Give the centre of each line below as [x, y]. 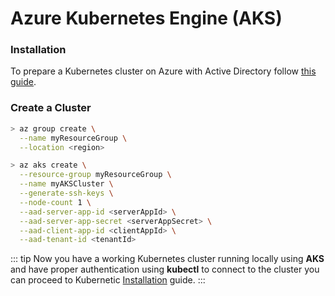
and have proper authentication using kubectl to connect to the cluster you [165, 269]
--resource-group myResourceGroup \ [95, 175]
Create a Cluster [51, 108]
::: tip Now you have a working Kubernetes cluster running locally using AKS [167, 259]
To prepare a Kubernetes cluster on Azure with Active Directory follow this [163, 71]
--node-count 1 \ [55, 202]
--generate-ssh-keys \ [66, 193]
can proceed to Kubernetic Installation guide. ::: [108, 280]
